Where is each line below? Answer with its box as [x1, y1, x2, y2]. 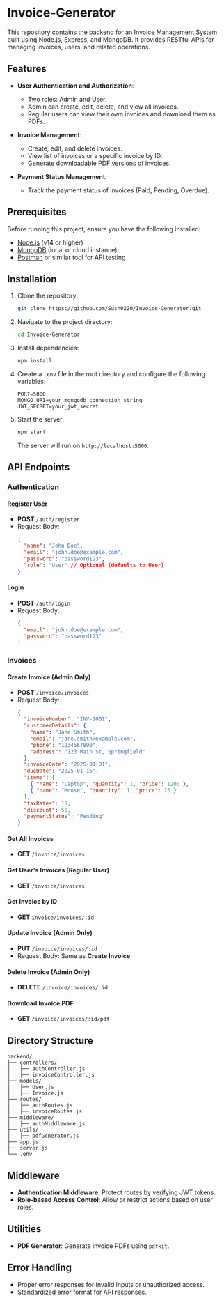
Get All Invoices [7, 834, 54, 842]
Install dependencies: [17, 344, 79, 353]
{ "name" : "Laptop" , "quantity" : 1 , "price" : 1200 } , [30, 780, 189, 788]
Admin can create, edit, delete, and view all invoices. [27, 102, 179, 111]
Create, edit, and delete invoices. [27, 144, 123, 153]
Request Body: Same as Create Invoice [17, 952, 131, 960]
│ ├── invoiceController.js [7, 1072, 95, 1079]
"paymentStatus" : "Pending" [24, 813, 106, 820]
